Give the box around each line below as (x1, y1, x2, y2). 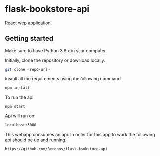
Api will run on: (5, 113, 36, 119)
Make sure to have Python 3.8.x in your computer (5, 47, 106, 53)
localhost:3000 (5, 123, 37, 128)
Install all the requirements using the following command (5, 76, 121, 81)
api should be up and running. (5, 137, 67, 143)
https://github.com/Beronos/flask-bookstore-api (5, 147, 108, 152)
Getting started (5, 34, 54, 43)
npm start (5, 104, 26, 109)
